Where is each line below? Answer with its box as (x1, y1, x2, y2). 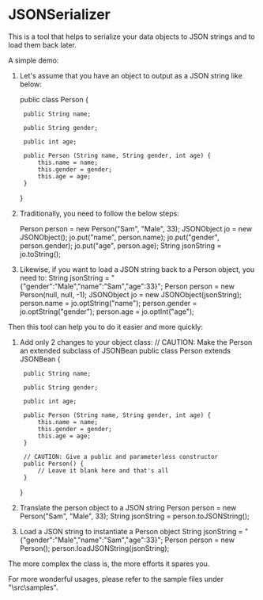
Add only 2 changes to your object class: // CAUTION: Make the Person (19, 337, 253, 346)
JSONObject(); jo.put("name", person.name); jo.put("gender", (19, 232, 220, 242)
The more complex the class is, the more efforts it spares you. (8, 559, 210, 568)
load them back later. (8, 40, 77, 49)
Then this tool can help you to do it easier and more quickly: (8, 322, 204, 331)
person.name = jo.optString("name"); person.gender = (19, 298, 197, 308)
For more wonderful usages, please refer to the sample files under (8, 574, 224, 583)
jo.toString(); (19, 249, 62, 258)
